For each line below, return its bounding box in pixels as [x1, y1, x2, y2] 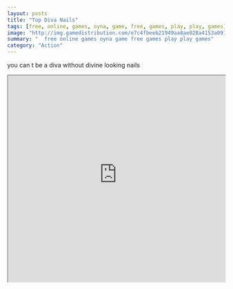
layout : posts [7, 10, 48, 17]
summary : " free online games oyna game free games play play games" [7, 36, 214, 43]
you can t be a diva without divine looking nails [7, 61, 140, 69]
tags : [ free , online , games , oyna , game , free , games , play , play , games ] [7, 23, 227, 30]
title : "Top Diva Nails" [7, 17, 79, 23]
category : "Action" [7, 42, 63, 49]
